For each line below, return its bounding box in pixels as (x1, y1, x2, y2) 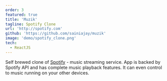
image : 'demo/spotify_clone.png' (5, 36, 77, 41)
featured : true (5, 12, 38, 17)
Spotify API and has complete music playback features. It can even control (5, 64, 162, 70)
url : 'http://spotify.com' (5, 26, 63, 31)
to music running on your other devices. (5, 69, 89, 76)
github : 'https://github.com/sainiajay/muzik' (5, 31, 106, 36)
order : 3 (5, 7, 24, 13)
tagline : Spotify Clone (5, 21, 56, 27)
